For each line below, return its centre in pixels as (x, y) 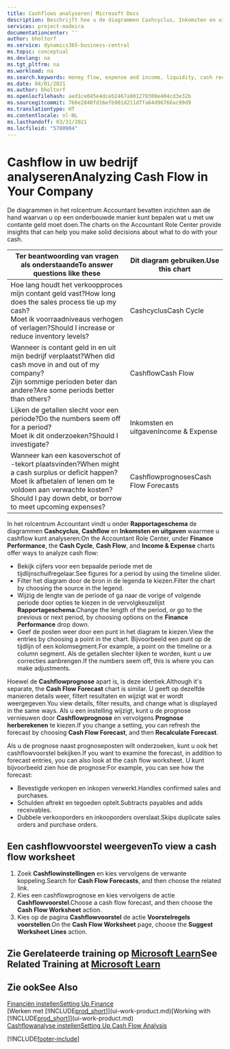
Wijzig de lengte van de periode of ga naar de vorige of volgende (109, 595)
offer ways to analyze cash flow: (53, 553)
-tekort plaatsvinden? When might (65, 464)
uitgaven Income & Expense (174, 431)
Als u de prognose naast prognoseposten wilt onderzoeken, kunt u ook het (112, 746)
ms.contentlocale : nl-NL (42, 115)
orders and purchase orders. (57, 825)
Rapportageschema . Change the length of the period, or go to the (110, 610)
